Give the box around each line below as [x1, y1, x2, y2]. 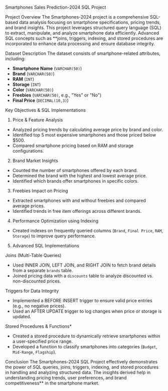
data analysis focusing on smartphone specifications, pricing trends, [19, 20, 161, 25]
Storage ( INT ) [12, 81, 41, 87]
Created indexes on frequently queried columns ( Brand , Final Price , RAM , [12, 228, 163, 233]
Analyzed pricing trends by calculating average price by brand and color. [12, 126, 163, 133]
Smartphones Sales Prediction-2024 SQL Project [5, 5, 106, 10]
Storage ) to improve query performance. [12, 233, 96, 239]
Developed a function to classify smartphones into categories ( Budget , [12, 344, 157, 349]
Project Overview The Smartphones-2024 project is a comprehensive [5, 14, 149, 20]
